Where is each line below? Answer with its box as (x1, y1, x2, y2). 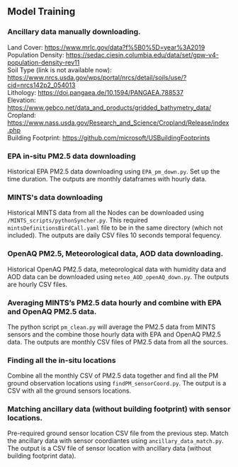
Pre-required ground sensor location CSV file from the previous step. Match (7, 429, 229, 438)
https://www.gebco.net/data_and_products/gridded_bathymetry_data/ (7, 103, 212, 112)
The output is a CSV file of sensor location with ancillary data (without (7, 444, 212, 453)
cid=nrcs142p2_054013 (7, 81, 76, 89)
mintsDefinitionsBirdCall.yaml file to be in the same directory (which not (7, 223, 223, 232)
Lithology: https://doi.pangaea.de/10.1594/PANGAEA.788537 (7, 88, 184, 96)
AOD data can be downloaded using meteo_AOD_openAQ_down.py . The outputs (7, 272, 229, 281)
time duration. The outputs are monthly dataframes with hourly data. (7, 174, 207, 183)
